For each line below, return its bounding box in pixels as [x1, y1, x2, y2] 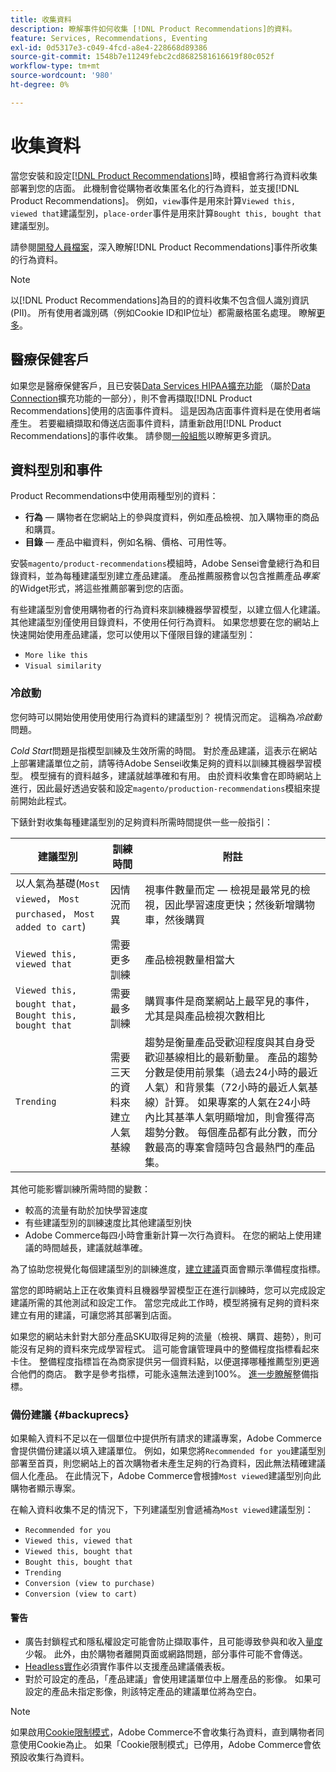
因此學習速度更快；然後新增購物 [164, 897, 315, 911]
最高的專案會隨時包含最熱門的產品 [154, 1140, 315, 1154]
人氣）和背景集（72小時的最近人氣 [144, 1080, 308, 1094]
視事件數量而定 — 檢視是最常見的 [144, 882, 301, 896]
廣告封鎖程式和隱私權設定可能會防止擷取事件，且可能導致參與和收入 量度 [24, 1636, 323, 1648]
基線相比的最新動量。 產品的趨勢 [164, 1050, 318, 1064]
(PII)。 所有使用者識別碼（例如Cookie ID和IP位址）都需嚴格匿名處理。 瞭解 [10, 306, 317, 318]
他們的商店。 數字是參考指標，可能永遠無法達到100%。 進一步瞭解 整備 [18, 1367, 310, 1380]
